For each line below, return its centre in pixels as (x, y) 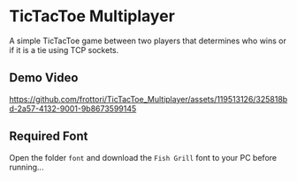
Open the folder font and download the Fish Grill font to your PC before (143, 157)
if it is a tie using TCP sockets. (64, 49)
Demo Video (44, 78)
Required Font (49, 136)
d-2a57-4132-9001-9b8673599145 (73, 109)
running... (27, 167)
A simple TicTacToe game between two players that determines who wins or (148, 41)
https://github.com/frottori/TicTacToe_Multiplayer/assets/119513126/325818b (148, 99)
